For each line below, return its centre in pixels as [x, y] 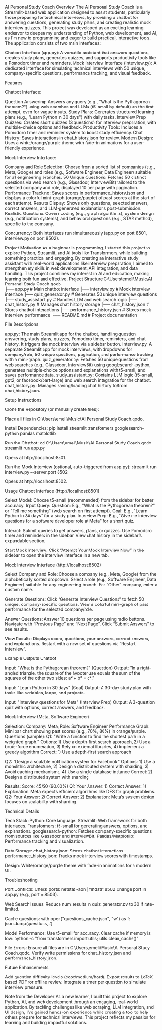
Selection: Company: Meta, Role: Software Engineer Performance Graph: [77, 726]
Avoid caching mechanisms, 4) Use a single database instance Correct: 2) [79, 772]
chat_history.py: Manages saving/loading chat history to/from [66, 385]
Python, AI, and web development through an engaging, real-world [72, 1002]
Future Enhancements [27, 968]
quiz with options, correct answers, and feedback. [55, 707]
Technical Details [22, 811]
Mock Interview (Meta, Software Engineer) [47, 717]
